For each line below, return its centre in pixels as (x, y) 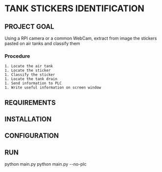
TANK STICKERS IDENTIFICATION (75, 9)
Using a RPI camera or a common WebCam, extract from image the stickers (81, 38)
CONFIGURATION (32, 136)
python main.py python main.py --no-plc (46, 164)
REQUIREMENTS (30, 102)
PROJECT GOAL (29, 27)
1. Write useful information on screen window (53, 88)
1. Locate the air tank (29, 66)
